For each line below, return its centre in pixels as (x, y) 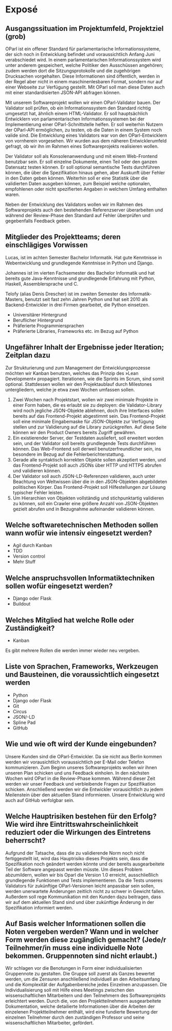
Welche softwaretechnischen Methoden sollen (82, 525)
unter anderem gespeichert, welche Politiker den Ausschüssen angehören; (84, 65)
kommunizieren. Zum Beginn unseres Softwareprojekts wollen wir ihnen (81, 767)
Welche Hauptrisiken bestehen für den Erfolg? (81, 816)
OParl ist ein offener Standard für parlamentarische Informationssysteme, (83, 49)
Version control (29, 556)
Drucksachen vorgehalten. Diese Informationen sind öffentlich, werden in (83, 76)
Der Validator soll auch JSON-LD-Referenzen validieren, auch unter (84, 476)
